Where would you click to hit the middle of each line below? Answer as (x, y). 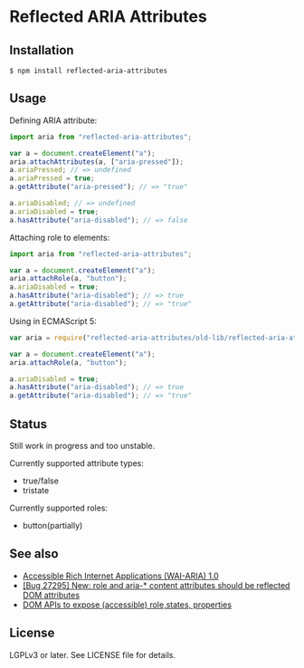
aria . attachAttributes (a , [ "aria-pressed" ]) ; (96, 162)
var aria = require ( (48, 338)
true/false (40, 481)
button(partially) (52, 525)
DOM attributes (51, 595)
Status (28, 424)
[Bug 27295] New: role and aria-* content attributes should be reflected (156, 585)
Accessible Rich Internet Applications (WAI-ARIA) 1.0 (120, 576)
